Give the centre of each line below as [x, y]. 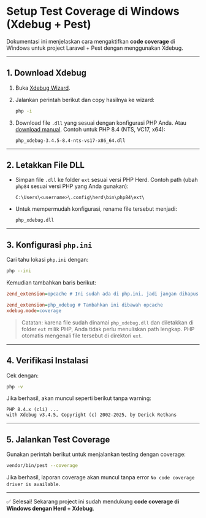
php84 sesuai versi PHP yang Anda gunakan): [72, 186]
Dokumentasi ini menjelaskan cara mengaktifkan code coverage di [91, 41]
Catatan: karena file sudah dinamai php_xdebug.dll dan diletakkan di [108, 322]
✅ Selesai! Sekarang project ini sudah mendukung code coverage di [93, 501]
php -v [15, 387]
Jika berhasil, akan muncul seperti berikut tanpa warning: [79, 398]
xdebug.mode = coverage [34, 311]
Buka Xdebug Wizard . [43, 88]
